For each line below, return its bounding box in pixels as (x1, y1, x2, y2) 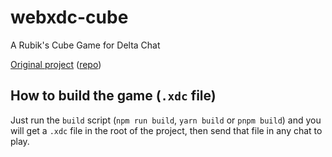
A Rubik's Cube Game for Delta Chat (10, 39, 161, 51)
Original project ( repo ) (10, 58, 102, 70)
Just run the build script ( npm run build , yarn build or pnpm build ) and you (10, 114, 322, 126)
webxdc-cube (10, 6, 129, 29)
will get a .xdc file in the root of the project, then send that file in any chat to (10, 124, 323, 136)
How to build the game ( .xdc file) (10, 87, 217, 105)
